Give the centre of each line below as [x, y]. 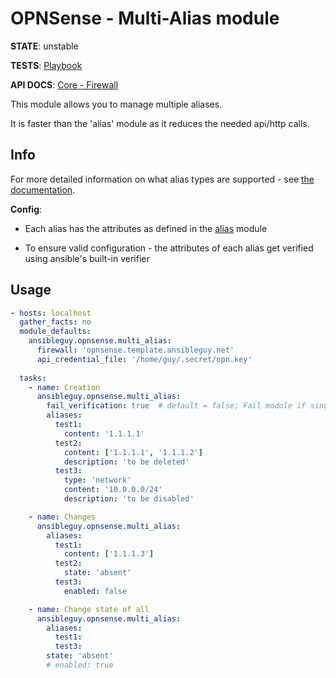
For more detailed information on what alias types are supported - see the [162, 179]
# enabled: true [80, 665]
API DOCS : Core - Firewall [64, 84]
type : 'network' [97, 480]
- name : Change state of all [89, 609]
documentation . [43, 189]
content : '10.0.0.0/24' [113, 490]
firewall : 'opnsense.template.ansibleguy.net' [135, 350]
